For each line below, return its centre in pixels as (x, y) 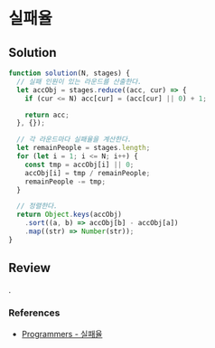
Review (30, 268)
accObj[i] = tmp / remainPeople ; (88, 173)
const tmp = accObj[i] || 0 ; (79, 165)
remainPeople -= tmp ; (65, 182)
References (34, 313)
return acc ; (47, 115)
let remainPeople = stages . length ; (84, 148)
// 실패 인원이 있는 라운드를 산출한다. (79, 81)
